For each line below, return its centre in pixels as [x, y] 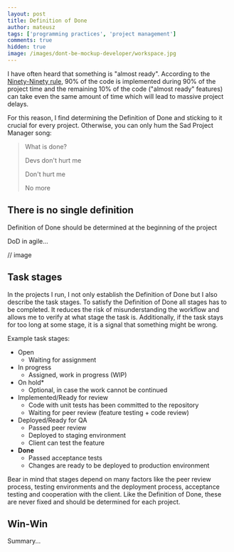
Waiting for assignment [62, 359]
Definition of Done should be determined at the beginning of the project [112, 227]
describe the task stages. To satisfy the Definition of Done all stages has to [117, 302]
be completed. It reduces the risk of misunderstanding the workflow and [113, 309]
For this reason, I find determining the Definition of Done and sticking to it [115, 117]
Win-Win [28, 524]
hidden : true [27, 47]
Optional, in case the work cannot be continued [98, 390]
